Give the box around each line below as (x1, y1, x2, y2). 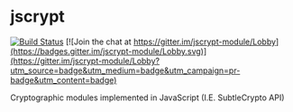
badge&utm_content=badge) (10, 74, 117, 85)
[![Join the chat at (65, 36, 132, 47)
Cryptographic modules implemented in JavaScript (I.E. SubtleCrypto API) (10, 92, 285, 103)
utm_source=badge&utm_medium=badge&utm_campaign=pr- (10, 65, 241, 76)
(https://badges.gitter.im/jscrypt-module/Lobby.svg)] (10, 45, 207, 56)
